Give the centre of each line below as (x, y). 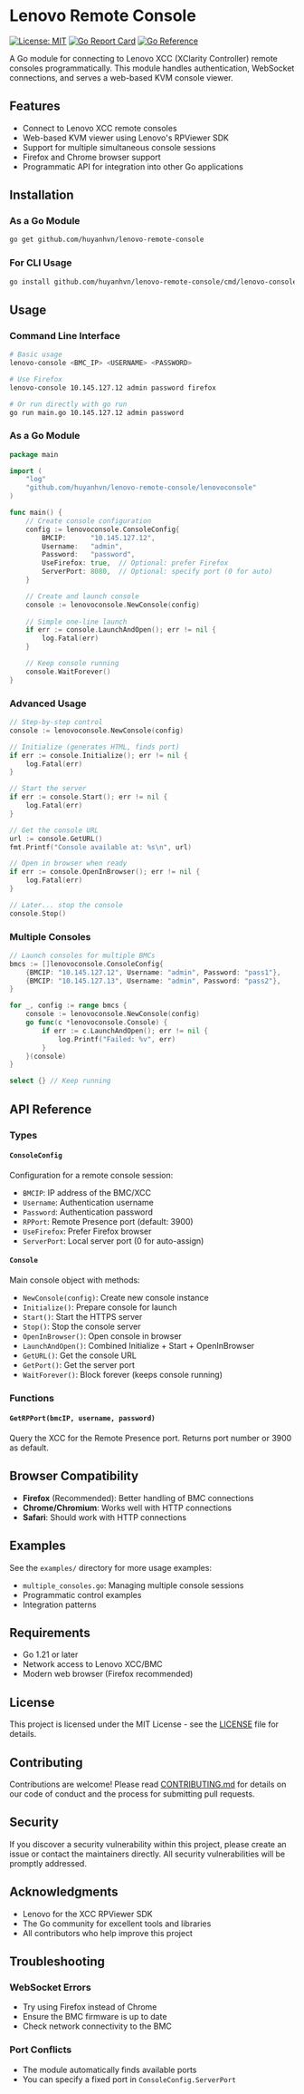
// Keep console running (72, 664)
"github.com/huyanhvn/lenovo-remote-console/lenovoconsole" (141, 488)
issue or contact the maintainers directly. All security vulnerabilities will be (147, 1854)
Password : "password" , (89, 555)
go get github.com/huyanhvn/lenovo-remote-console (107, 240)
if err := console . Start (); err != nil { (89, 797)
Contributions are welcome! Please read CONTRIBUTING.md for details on (148, 1784)
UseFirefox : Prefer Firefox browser (87, 1231)
